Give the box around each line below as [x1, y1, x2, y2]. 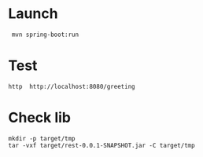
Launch [8, 5, 58, 23]
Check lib [8, 109, 71, 126]
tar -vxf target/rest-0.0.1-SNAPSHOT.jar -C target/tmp [8, 141, 195, 149]
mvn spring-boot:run [11, 31, 79, 38]
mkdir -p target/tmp [8, 134, 76, 142]
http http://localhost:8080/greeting [8, 82, 135, 90]
